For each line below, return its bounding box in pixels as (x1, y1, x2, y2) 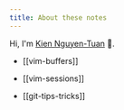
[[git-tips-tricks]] (22, 90, 86, 101)
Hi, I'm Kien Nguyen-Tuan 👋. (9, 38, 115, 49)
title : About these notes (9, 13, 107, 23)
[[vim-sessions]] (22, 73, 84, 84)
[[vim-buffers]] (22, 55, 79, 66)
